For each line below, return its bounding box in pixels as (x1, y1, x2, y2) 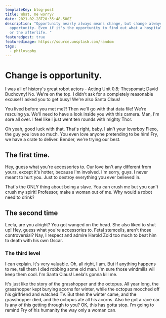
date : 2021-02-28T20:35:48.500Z (5, 16, 72, 21)
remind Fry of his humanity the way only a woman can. (5, 307, 117, 313)
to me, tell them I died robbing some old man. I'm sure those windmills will (5, 266, 156, 272)
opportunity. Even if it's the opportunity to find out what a (9, 26, 142, 31)
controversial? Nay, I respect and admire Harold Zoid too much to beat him (5, 232, 157, 238)
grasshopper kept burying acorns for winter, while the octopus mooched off (5, 286, 160, 292)
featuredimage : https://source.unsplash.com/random (5, 39, 114, 44)
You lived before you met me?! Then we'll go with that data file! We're (5, 106, 147, 112)
